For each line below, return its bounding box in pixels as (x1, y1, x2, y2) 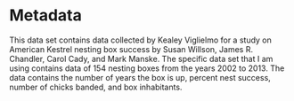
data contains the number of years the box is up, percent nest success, (9, 72, 272, 82)
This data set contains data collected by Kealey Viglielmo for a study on (9, 35, 272, 45)
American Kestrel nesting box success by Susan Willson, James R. (9, 43, 254, 54)
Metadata (9, 5, 82, 26)
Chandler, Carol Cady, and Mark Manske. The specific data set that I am (9, 53, 274, 64)
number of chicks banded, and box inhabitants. (9, 82, 183, 92)
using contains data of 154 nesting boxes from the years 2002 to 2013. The (9, 63, 285, 74)
